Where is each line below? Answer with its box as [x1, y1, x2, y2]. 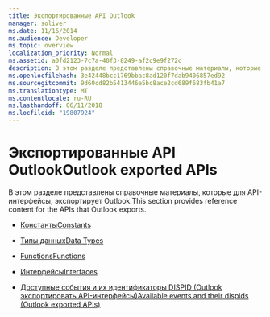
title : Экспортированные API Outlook [8, 11, 135, 20]
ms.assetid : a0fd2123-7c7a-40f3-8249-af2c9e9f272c [8, 57, 182, 65]
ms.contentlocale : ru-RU [8, 94, 92, 102]
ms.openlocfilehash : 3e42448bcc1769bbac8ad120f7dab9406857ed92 [8, 72, 226, 80]
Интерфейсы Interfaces [19, 266, 98, 276]
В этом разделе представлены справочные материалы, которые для [8, 187, 246, 197]
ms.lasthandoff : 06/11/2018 [8, 101, 103, 109]
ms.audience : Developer [8, 34, 89, 43]
